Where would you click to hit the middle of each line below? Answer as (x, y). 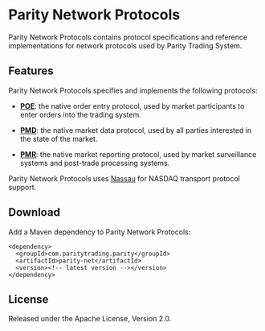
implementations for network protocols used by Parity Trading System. (125, 45)
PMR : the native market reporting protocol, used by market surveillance (138, 154)
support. (22, 187)
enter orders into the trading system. (81, 114)
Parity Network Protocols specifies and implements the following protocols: (133, 90)
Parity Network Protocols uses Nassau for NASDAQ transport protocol (124, 178)
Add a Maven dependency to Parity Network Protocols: (100, 232)
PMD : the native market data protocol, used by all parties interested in (136, 130)
